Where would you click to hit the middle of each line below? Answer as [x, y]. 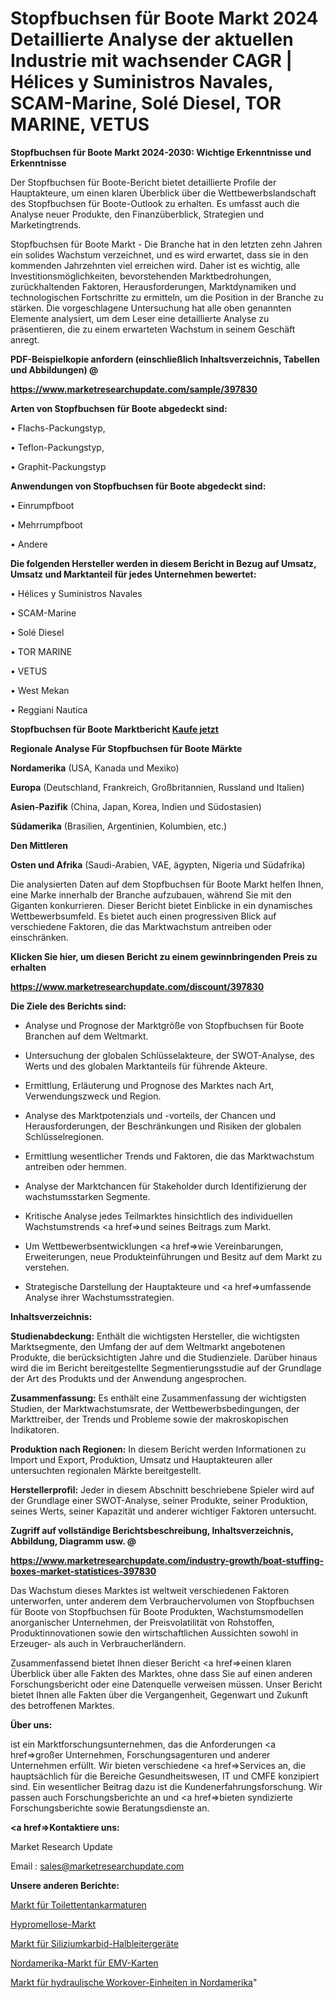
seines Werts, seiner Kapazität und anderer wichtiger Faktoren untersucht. [163, 1511]
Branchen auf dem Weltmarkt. [86, 1036]
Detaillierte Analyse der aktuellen [152, 39]
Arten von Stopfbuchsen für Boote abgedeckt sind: [119, 408]
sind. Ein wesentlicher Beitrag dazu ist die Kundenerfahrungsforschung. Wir [166, 1786]
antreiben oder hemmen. [75, 1166]
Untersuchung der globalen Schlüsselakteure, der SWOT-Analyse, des [169, 1055]
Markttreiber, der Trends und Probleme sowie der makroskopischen [149, 1419]
